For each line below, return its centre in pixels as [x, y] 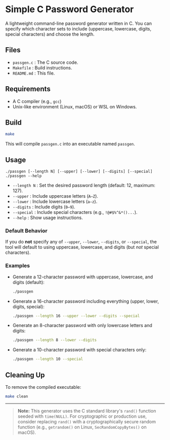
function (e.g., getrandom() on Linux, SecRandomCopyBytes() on [82, 427]
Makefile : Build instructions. [42, 67]
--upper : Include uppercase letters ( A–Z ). [55, 196]
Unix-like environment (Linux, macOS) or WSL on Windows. [75, 106]
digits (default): [28, 282]
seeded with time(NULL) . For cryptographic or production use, [82, 416]
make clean [17, 396]
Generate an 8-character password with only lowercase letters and [82, 325]
